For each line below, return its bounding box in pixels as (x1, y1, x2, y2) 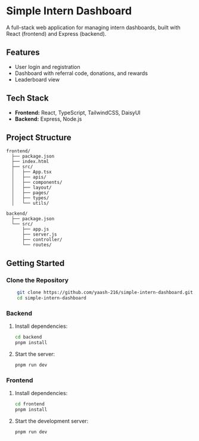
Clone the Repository (6, 276, 69, 284)
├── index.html (11, 159, 49, 165)
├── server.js (21, 232, 58, 237)
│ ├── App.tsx (11, 169, 52, 175)
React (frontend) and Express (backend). (6, 30, 107, 37)
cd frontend (14, 401, 45, 407)
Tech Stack (6, 93, 49, 104)
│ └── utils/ (11, 201, 49, 207)
